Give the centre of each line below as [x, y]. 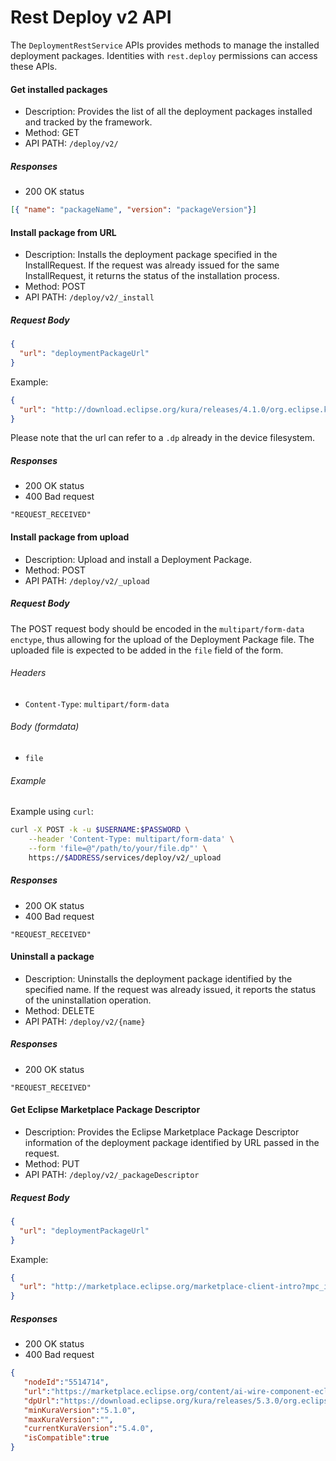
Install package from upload [70, 537]
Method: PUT [52, 1164]
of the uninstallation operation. [88, 1000]
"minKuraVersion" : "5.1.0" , [80, 1410]
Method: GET [52, 133]
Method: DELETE [59, 1010]
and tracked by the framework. [88, 122]
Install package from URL [63, 232]
